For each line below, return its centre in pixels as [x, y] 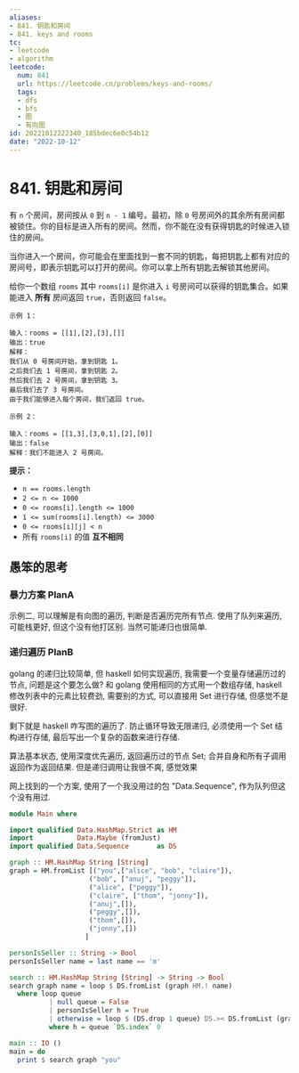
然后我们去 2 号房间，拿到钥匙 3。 [66, 380]
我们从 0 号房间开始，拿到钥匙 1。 [66, 362]
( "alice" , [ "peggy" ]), [131, 887]
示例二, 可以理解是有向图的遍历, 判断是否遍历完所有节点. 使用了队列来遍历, [145, 616]
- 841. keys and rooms [51, 34]
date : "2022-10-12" [45, 142]
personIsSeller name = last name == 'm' [85, 961]
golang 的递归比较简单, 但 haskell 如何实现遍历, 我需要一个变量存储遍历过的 [148, 673]
